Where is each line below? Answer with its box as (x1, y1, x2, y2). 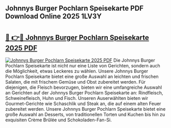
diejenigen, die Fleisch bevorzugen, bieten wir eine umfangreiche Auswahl (5, 84, 162, 90)
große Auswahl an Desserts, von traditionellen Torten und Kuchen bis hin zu (5, 112, 165, 117)
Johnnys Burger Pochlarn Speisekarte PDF (5, 4, 144, 13)
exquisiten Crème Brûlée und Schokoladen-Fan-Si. (5, 117, 112, 123)
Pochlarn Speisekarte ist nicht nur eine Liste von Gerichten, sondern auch (5, 63, 161, 68)
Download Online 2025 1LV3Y (5, 12, 102, 21)
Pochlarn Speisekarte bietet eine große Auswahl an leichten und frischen (5, 73, 159, 80)
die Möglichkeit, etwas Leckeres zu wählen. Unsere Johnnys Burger (5, 68, 149, 74)
